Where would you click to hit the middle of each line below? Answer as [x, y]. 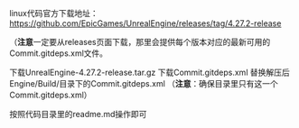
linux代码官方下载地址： [54, 13]
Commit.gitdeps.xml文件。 [59, 53]
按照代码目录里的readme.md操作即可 [78, 114]
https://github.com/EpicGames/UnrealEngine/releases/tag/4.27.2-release [145, 23]
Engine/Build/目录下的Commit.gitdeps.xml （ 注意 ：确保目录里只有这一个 [144, 83]
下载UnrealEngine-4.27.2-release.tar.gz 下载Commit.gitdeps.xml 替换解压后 [150, 72]
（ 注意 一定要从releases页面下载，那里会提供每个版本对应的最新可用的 [140, 42]
